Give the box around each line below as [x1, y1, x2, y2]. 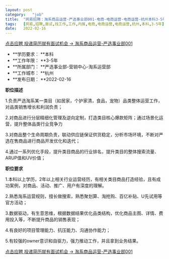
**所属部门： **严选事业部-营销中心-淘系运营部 [12, 64, 111, 70]
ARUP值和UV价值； [5, 155, 46, 161]
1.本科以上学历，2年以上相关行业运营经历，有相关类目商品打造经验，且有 [5, 177, 157, 183]
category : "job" [5, 12, 44, 17]
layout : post [5, 7, 33, 13]
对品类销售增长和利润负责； [5, 104, 63, 110]
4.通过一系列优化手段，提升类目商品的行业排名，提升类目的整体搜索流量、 [5, 149, 159, 155]
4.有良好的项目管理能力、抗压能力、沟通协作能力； [5, 227, 111, 233]
